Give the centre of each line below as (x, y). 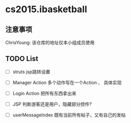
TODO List (22, 59)
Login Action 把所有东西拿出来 (44, 93)
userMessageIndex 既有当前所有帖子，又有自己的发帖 (69, 115)
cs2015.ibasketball (46, 9)
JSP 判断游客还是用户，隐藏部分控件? (52, 104)
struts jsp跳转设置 (31, 72)
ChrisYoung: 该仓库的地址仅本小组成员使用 (50, 42)
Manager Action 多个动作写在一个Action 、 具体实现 (67, 82)
